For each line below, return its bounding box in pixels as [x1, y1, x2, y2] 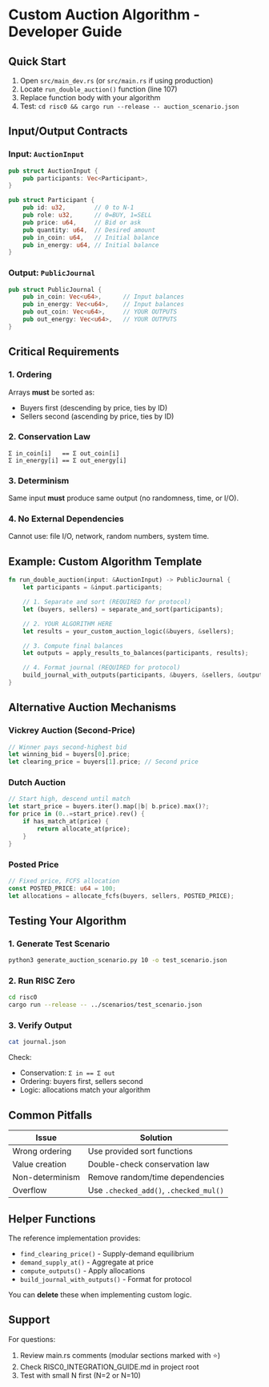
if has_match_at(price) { [22, 818, 110, 826]
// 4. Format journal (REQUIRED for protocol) [22, 664, 181, 672]
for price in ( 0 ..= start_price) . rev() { [8, 810, 146, 819]
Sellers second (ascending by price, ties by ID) [19, 411, 175, 421]
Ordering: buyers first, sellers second [19, 1077, 143, 1086]
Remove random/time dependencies [87, 1172, 225, 1183]
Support [8, 1313, 50, 1327]
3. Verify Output [8, 1020, 72, 1031]
